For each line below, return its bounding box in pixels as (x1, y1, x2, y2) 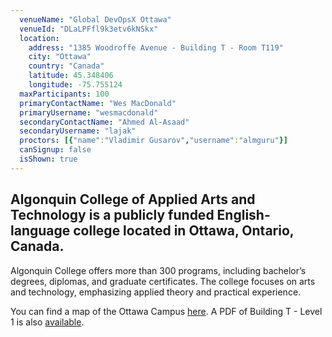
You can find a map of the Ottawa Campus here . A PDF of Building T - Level (10, 305, 323, 317)
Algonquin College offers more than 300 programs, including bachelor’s (10, 264, 307, 276)
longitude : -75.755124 (28, 80, 123, 90)
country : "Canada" (28, 61, 105, 71)
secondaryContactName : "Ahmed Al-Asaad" (19, 117, 190, 127)
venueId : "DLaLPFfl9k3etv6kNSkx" (19, 24, 159, 34)
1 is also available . (10, 316, 85, 328)
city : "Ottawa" (28, 52, 92, 62)
